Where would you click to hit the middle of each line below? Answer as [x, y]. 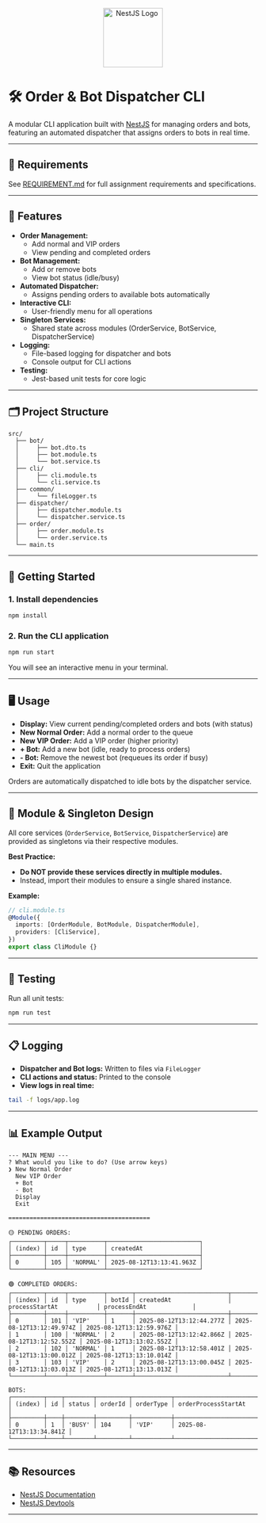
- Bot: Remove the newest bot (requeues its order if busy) [114, 758]
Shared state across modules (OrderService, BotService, [124, 328]
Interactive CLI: [46, 303]
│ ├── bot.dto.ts [51, 448]
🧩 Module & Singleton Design [81, 813]
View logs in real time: [57, 1086]
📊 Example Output [55, 1133]
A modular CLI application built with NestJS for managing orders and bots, [129, 124]
